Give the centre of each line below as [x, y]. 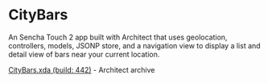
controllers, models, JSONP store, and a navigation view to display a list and [134, 45]
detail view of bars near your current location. [84, 54]
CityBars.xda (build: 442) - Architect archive [82, 69]
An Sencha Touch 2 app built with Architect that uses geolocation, [118, 37]
